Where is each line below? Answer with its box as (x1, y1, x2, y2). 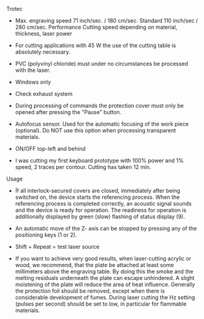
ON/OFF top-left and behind (15, 145, 86, 152)
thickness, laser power (15, 30, 72, 37)
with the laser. (15, 66, 51, 74)
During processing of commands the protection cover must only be (15, 102, 184, 109)
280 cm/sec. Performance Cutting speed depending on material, (15, 24, 178, 30)
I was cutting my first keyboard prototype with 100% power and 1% (15, 157, 184, 164)
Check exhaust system (15, 90, 73, 97)
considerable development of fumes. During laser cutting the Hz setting (15, 294, 195, 301)
